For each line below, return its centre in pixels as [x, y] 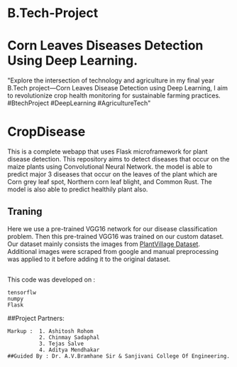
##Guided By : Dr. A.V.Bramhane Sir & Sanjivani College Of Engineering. [119, 356]
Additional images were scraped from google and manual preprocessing [113, 251]
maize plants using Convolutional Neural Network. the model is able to [110, 167]
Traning [25, 212]
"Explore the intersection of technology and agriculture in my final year [111, 80]
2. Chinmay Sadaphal [69, 338]
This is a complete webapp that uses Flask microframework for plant [108, 151]
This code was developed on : [51, 280]
